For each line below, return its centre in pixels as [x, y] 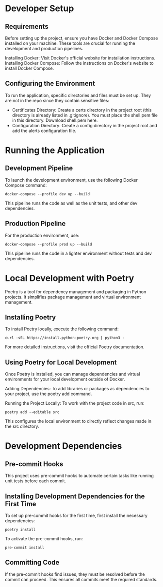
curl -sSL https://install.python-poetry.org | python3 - [65, 338]
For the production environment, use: [42, 235]
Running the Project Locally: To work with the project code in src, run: [75, 403]
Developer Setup [40, 9]
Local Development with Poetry [70, 278]
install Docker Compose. [30, 68]
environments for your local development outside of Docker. [65, 379]
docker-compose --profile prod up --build [49, 244]
